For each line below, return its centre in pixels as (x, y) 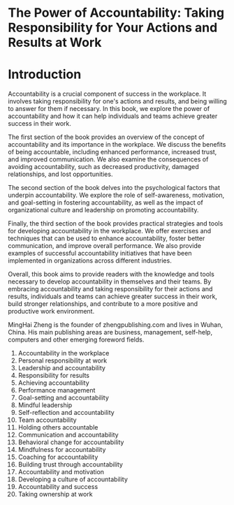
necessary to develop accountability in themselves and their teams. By (110, 281)
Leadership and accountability (61, 368)
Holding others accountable (58, 427)
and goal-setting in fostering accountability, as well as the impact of (105, 203)
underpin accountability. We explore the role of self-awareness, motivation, (116, 195)
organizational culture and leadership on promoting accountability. (103, 210)
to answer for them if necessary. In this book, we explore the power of (109, 109)
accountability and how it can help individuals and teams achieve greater (113, 116)
